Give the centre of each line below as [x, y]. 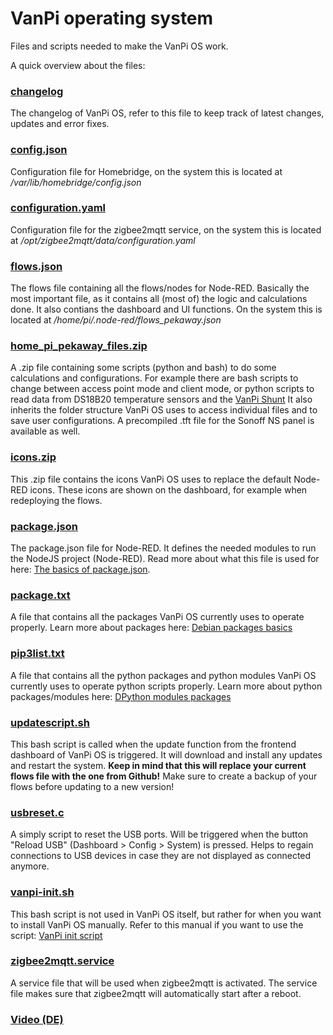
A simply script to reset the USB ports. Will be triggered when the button [159, 834]
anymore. [30, 866]
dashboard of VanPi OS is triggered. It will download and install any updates [166, 754]
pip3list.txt [37, 654]
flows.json [36, 266]
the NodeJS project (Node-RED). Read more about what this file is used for [165, 559]
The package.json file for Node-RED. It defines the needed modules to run [163, 548]
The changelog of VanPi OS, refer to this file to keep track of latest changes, [167, 113]
